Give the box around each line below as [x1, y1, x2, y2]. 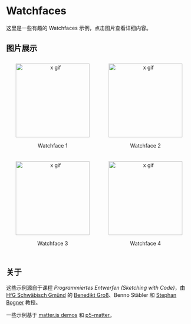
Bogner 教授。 [6, 299, 41, 306]
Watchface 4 [130, 240, 161, 247]
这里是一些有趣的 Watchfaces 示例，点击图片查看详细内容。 [6, 24, 152, 31]
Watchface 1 [37, 142, 68, 149]
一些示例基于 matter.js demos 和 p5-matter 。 [6, 311, 115, 318]
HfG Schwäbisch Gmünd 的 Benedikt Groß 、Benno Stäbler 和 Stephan [6, 291, 177, 299]
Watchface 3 [37, 240, 68, 247]
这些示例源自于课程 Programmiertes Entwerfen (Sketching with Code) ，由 [6, 284, 186, 291]
